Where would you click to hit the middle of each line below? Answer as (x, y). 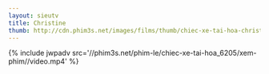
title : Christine (37, 23)
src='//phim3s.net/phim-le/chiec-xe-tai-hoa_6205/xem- (164, 53)
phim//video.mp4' (38, 61)
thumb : (19, 30)
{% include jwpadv (39, 53)
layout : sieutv (34, 16)
